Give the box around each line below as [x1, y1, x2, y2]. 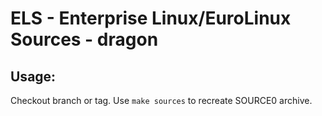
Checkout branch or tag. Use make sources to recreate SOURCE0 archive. [10, 95, 313, 106]
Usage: [10, 68, 57, 85]
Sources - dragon [10, 28, 159, 51]
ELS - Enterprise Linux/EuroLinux [10, 7, 292, 30]
